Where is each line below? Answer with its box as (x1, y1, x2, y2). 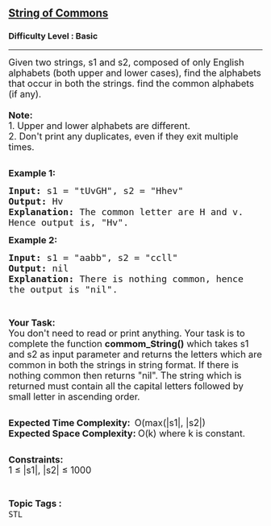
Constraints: (8, 454, 64, 466)
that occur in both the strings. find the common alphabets (8, 77, 255, 89)
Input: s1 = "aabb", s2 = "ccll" (8, 251, 178, 263)
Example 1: (8, 167, 56, 179)
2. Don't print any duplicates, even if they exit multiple (8, 130, 239, 142)
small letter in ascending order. (8, 391, 140, 402)
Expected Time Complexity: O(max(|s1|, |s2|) (8, 416, 206, 429)
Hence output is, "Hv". (8, 217, 129, 228)
